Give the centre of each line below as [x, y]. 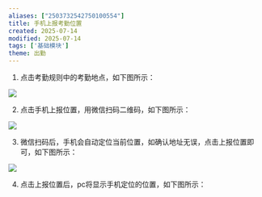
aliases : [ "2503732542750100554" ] [67, 16]
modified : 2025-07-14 [45, 38]
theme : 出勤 [27, 53]
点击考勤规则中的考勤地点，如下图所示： [87, 77]
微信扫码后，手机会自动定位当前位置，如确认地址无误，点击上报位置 [133, 142]
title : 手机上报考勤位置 [45, 23]
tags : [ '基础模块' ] [39, 46]
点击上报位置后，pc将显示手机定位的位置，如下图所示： [113, 184]
